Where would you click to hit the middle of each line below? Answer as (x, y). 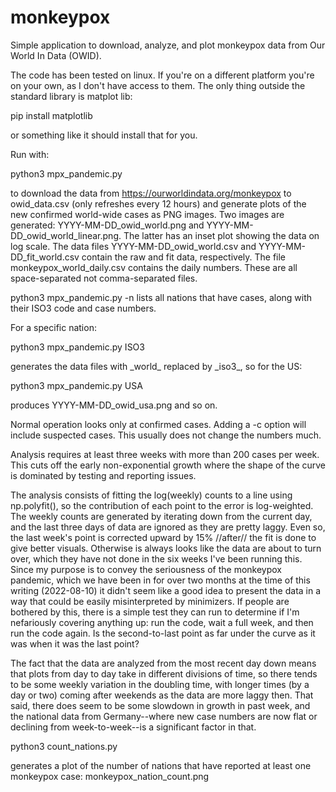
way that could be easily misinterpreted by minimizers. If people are (150, 601)
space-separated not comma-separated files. (104, 278)
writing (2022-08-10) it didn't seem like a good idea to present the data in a (166, 590)
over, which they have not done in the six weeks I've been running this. (156, 558)
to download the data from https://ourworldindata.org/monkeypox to (151, 193)
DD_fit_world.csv (45, 257)
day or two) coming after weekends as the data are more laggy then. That (162, 695)
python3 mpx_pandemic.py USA (76, 385)
